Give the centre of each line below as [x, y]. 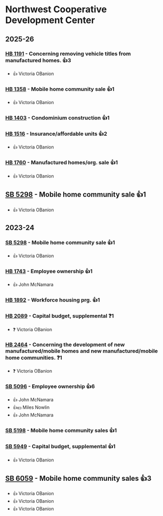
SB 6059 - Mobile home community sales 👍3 [78, 478]
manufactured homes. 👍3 [38, 60]
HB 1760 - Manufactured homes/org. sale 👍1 [62, 163]
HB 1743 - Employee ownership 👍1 [49, 272]
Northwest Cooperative [56, 9]
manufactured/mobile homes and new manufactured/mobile [81, 351]
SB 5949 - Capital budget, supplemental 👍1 [60, 447]
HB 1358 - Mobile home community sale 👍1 [60, 89]
